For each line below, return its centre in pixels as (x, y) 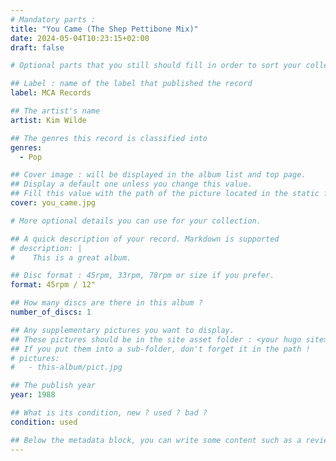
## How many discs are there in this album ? (106, 303)
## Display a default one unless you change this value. (131, 184)
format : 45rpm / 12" (53, 285)
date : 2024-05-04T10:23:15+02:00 (80, 38)
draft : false (37, 47)
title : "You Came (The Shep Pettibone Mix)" (104, 29)
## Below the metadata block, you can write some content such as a (156, 440)
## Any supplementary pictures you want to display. (122, 330)
